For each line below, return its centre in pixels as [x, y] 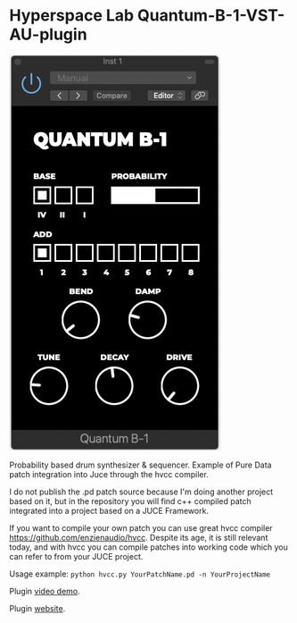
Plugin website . [37, 608]
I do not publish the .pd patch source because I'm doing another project [141, 492]
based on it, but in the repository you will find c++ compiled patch [130, 501]
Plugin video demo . [45, 591]
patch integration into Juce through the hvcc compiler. [109, 474]
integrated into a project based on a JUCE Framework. [109, 510]
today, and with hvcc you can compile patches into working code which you [148, 547]
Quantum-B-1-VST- [211, 16]
